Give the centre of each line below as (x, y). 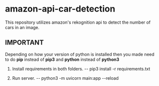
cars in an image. (22, 27)
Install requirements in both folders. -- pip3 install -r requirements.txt (81, 69)
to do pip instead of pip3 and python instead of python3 (62, 59)
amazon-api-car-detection (60, 9)
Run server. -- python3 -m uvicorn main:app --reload (65, 78)
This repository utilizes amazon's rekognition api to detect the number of (78, 22)
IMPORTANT (24, 43)
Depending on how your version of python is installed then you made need (80, 54)
